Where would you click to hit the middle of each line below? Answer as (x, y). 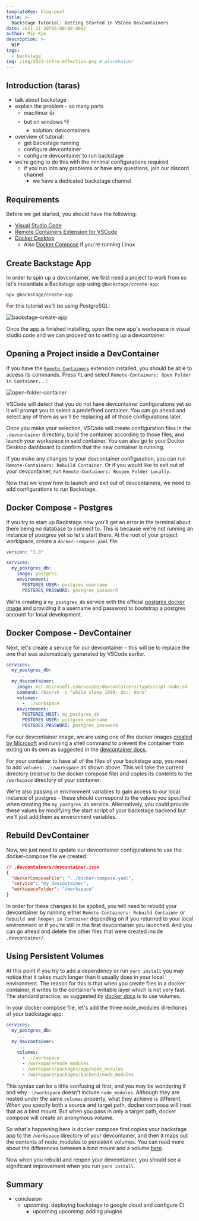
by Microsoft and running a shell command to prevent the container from (95, 743)
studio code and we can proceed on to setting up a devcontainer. (86, 335)
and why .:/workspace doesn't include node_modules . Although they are (93, 1092)
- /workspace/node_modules (55, 1063)
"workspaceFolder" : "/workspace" (53, 889)
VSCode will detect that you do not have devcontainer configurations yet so (99, 404)
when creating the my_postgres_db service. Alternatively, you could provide (98, 804)
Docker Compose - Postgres (60, 508)
